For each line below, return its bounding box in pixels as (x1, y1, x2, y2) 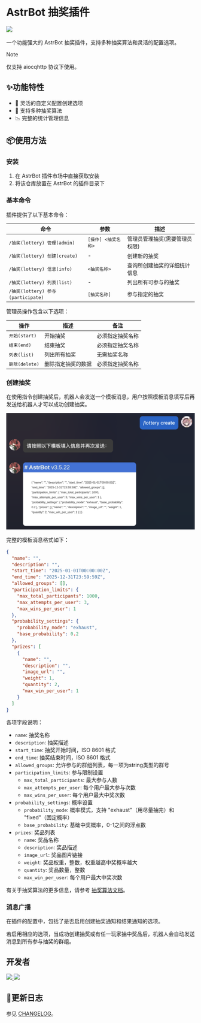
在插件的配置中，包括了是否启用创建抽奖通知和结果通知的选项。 (6, 918, 163, 925)
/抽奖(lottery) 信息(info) (8, 266, 73, 273)
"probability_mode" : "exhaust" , (17, 624, 98, 631)
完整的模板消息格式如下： (6, 536, 69, 543)
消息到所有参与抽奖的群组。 (6, 937, 75, 944)
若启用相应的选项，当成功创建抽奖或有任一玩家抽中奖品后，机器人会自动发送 (6, 930, 195, 937)
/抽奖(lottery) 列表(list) (8, 279, 73, 285)
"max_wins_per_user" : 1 (17, 606, 77, 612)
